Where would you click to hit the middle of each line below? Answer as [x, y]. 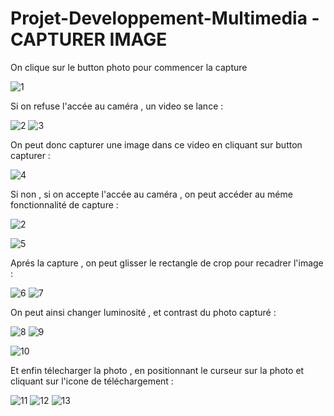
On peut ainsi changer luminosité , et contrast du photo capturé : [143, 312]
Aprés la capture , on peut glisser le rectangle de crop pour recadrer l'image [167, 263]
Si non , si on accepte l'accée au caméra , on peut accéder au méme [151, 194]
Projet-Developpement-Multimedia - [165, 18]
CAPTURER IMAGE [89, 39]
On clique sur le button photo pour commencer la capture [129, 67]
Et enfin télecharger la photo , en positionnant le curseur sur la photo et [157, 370]
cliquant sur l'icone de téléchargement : [92, 381]
